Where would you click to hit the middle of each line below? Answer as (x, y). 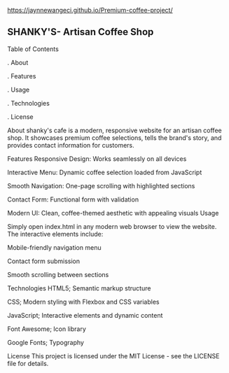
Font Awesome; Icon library (47, 329)
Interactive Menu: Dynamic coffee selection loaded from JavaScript (105, 172)
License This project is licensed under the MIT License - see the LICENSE (113, 356)
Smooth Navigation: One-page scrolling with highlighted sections (101, 185)
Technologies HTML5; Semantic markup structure (79, 288)
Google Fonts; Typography (46, 342)
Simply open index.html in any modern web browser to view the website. (112, 226)
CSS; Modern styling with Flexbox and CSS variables (83, 302)
